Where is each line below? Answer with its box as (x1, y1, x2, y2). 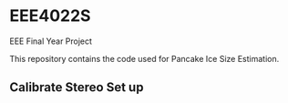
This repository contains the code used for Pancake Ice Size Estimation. (9, 53, 280, 64)
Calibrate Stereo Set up (9, 79, 144, 96)
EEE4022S (9, 5, 91, 26)
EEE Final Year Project (9, 36, 93, 46)
